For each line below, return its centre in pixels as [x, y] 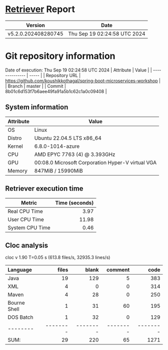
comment [118, 270]
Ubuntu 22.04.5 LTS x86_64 [68, 138]
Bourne [16, 303]
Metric [29, 203]
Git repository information [60, 56]
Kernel [15, 146]
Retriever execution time [44, 189]
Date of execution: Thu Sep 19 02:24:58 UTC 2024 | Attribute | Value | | [79, 70]
